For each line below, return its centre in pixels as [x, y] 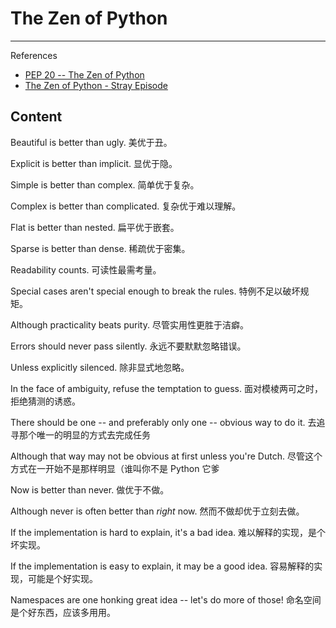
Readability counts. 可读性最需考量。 [86, 269]
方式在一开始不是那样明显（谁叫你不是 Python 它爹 [115, 468]
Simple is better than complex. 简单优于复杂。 [105, 184]
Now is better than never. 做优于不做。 [90, 489]
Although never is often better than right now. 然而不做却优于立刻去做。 [157, 511]
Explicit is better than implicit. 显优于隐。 [94, 163]
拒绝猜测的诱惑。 [45, 401]
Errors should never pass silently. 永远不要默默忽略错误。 [128, 346]
